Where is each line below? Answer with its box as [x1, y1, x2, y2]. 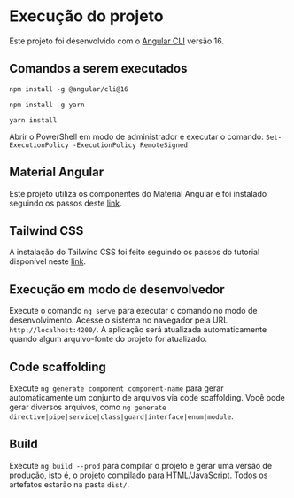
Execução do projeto [9, 6, 164, 27]
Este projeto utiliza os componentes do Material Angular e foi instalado [9, 188, 267, 198]
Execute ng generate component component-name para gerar [9, 383, 224, 393]
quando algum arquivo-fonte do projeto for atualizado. [9, 334, 208, 345]
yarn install [9, 115, 58, 125]
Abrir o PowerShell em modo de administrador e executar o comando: [9, 131, 264, 142]
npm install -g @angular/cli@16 [9, 84, 128, 94]
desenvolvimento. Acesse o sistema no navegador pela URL [9, 315, 228, 325]
